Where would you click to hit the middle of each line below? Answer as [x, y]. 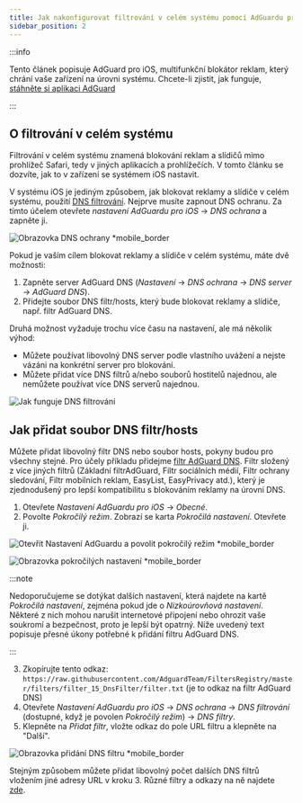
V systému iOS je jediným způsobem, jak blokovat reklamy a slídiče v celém [149, 192]
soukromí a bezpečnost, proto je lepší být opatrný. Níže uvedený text [137, 625]
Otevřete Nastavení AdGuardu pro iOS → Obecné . [115, 507]
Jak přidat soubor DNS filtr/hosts [104, 429]
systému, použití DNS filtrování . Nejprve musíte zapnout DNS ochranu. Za [146, 201]
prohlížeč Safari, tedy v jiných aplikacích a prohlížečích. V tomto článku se [147, 165]
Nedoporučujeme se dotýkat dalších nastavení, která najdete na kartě [138, 596]
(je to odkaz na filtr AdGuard [238, 688]
